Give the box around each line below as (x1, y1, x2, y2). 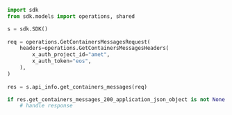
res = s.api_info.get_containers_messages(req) (7, 83, 148, 90)
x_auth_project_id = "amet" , (32, 51, 110, 58)
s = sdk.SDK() (7, 25, 49, 33)
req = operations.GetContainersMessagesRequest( (7, 38, 151, 45)
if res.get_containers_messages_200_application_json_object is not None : (7, 96, 229, 103)
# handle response (19, 103, 73, 109)
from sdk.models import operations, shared (7, 12, 135, 20)
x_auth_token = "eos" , (32, 57, 92, 65)
